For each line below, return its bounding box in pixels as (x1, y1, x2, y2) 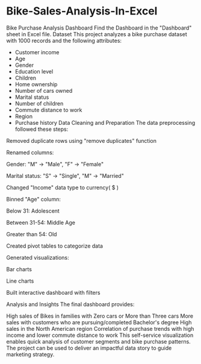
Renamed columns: (6, 149, 54, 156)
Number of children (14, 99, 64, 107)
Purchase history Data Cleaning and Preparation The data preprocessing (14, 119, 196, 126)
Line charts (6, 277, 34, 284)
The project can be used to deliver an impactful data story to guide (6, 344, 172, 351)
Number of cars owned (14, 87, 73, 94)
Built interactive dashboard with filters (6, 289, 100, 296)
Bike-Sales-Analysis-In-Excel (6, 4, 158, 18)
